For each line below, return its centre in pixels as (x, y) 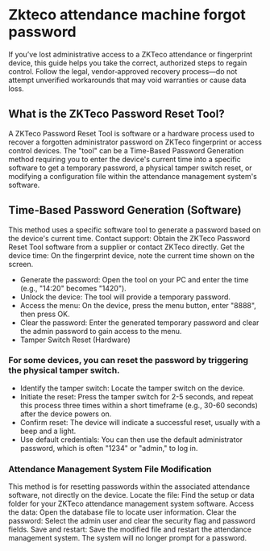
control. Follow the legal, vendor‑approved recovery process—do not (123, 71)
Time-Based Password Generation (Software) (125, 210)
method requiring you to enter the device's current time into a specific (125, 159)
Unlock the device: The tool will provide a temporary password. (125, 297)
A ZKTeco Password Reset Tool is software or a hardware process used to (132, 133)
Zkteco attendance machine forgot (127, 15)
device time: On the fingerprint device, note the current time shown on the (132, 255)
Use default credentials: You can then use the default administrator (131, 439)
